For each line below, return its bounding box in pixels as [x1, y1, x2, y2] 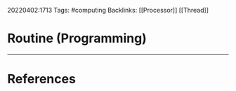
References [7, 71, 76, 87]
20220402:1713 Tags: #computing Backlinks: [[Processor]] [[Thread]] [7, 6, 209, 14]
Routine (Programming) [7, 31, 147, 46]
